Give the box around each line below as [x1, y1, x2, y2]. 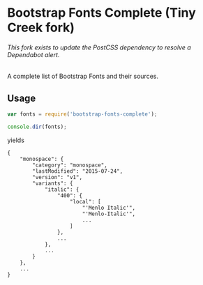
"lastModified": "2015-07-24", [32, 167, 123, 175]
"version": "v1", [32, 174, 82, 180]
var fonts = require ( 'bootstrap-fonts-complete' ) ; [7, 111, 158, 118]
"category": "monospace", [32, 162, 108, 169]
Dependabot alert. [7, 50, 60, 59]
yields [7, 136, 24, 144]
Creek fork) [7, 20, 75, 36]
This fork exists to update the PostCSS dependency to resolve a [7, 43, 192, 52]
